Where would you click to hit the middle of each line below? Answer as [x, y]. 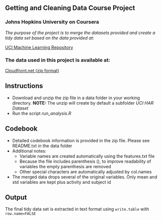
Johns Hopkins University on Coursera [52, 22]
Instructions [24, 86]
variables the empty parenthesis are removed [65, 166]
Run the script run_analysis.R [42, 113]
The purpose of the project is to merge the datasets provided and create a [80, 33]
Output [16, 197]
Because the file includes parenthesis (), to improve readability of [85, 161]
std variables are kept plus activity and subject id [61, 182]
